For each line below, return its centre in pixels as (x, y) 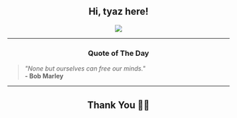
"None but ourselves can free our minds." (85, 69)
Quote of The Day (119, 53)
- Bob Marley (44, 76)
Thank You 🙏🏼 (119, 105)
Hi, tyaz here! (119, 12)
